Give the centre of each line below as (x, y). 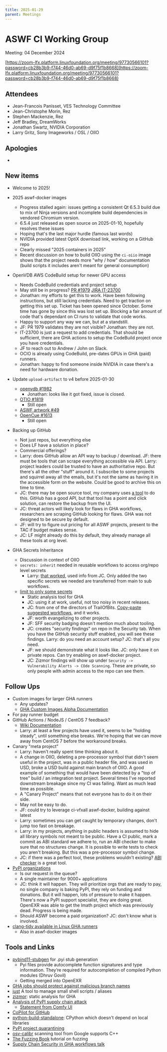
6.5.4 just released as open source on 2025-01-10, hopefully (82, 223)
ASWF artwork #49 (40, 410)
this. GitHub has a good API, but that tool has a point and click (83, 498)
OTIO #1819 (32, 399)
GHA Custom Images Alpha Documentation (64, 709)
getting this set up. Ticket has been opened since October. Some (86, 306)
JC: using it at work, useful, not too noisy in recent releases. (89, 602)
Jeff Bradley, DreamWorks (39, 122)
